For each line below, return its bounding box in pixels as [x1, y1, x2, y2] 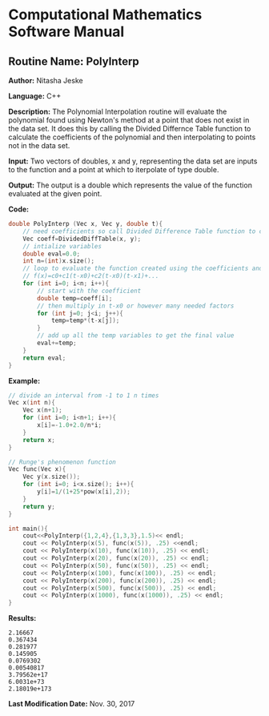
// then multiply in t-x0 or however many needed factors [37, 302, 235, 310]
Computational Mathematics [8, 6, 203, 24]
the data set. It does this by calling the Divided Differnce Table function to [8, 124, 251, 133]
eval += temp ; [37, 339, 78, 347]
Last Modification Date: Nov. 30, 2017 [8, 699, 135, 709]
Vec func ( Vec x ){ [8, 465, 66, 473]
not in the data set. [8, 141, 70, 150]
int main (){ [8, 525, 48, 533]
